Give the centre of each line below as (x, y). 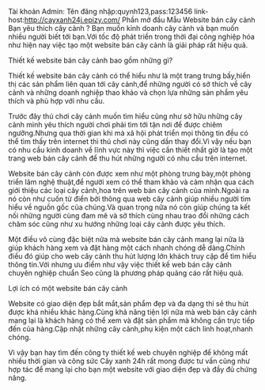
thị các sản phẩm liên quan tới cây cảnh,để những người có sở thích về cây (130, 84)
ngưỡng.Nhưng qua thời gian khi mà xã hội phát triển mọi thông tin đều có (129, 133)
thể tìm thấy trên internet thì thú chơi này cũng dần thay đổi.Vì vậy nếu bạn (130, 141)
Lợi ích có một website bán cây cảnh (68, 288)
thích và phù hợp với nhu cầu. (57, 101)
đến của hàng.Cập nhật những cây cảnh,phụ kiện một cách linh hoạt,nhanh (131, 329)
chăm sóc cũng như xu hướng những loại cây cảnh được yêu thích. (117, 224)
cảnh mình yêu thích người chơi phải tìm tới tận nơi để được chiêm (115, 125)
